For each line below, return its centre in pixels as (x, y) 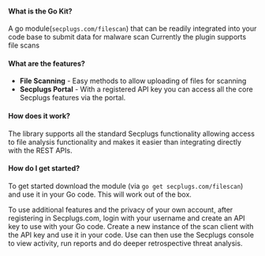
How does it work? (39, 116)
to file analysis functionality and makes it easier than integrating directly (125, 141)
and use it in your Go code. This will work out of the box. (100, 194)
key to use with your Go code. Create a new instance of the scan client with (131, 226)
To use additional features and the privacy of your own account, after (121, 209)
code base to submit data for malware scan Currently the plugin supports (127, 37)
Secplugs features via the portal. (73, 98)
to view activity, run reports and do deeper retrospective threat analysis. (125, 243)
